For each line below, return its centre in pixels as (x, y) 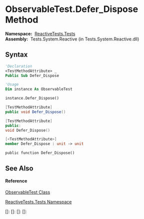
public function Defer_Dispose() (40, 153)
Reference (16, 181)
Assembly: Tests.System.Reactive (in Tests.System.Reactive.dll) (72, 39)
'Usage (12, 84)
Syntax (16, 55)
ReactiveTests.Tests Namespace (38, 201)
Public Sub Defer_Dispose (32, 75)
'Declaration (19, 66)
